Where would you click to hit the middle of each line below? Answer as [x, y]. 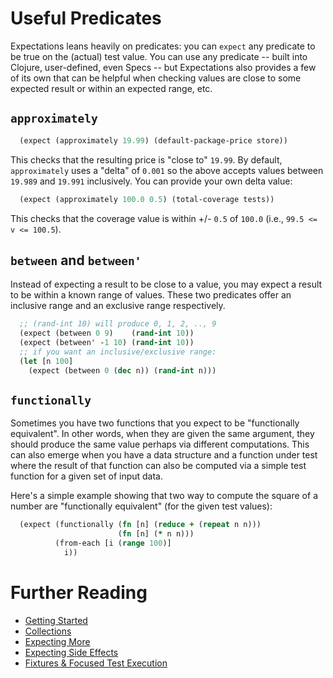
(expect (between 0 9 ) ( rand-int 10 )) [107, 333]
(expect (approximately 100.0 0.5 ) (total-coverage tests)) [147, 199]
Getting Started [56, 620]
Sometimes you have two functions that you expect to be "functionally [155, 423]
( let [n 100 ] [46, 361]
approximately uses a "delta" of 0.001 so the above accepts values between [167, 170]
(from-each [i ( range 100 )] [113, 543]
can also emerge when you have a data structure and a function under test [164, 455]
